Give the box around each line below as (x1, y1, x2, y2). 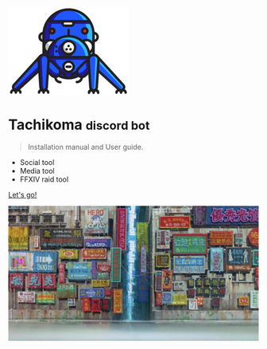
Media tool (19, 166, 55, 175)
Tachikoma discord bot (8, 116, 150, 134)
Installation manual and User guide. (27, 142, 144, 151)
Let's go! (8, 190, 37, 199)
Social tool (19, 157, 55, 167)
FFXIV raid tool (19, 174, 69, 184)
